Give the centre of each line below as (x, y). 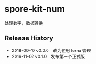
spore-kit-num (35, 9)
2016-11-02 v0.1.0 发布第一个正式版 (48, 56)
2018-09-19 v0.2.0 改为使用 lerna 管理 (51, 50)
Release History (29, 38)
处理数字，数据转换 (24, 23)
